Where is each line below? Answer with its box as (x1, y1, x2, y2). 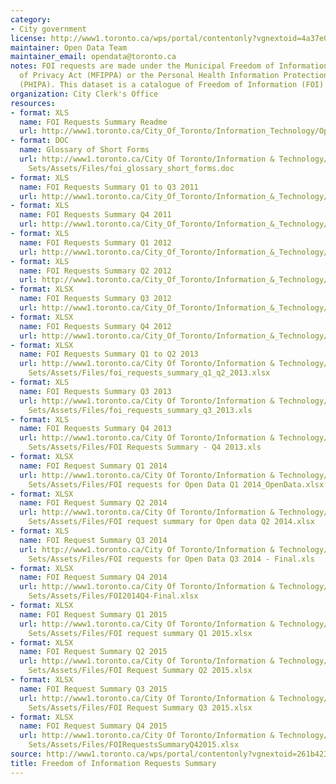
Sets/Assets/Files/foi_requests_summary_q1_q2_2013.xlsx (28, 368, 271, 378)
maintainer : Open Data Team (10, 42, 128, 53)
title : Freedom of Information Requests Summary (10, 758, 217, 768)
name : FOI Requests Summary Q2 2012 (19, 266, 172, 276)
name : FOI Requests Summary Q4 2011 (19, 210, 172, 220)
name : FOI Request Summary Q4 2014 (19, 572, 168, 583)
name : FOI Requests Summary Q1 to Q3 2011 (19, 182, 199, 192)
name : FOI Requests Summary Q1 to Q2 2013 (19, 349, 199, 360)
